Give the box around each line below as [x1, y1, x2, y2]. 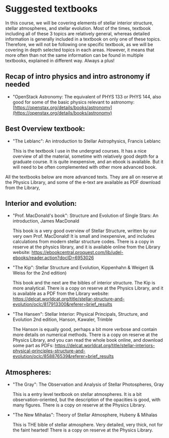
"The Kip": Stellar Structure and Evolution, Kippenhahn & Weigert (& [12, 265, 154, 271]
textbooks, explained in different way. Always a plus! [5, 57, 115, 63]
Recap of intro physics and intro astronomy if [5, 72, 150, 81]
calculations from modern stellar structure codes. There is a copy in [12, 239, 154, 245]
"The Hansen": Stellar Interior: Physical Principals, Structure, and [12, 311, 148, 317]
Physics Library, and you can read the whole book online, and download [12, 337, 163, 343]
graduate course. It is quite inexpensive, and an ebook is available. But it [12, 158, 163, 165]
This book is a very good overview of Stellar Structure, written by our [12, 228, 157, 234]
